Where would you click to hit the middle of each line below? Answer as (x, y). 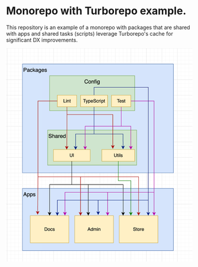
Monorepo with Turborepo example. (96, 11)
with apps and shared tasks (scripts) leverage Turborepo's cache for (90, 33)
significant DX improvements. (42, 40)
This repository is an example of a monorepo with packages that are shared (98, 27)
